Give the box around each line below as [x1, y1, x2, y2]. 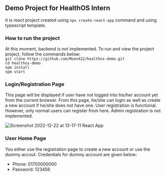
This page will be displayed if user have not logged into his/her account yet [5, 92, 158, 98]
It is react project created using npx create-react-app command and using [5, 17, 157, 23]
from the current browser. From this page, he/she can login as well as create [5, 97, 161, 103]
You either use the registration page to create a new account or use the [5, 146, 151, 152]
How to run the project [5, 35, 60, 42]
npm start [5, 69, 26, 75]
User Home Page [5, 135, 46, 142]
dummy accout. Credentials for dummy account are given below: [5, 151, 137, 157]
